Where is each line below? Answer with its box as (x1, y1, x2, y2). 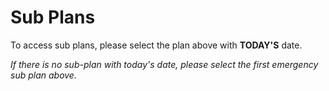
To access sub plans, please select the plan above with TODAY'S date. (10, 39, 303, 51)
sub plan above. (10, 69, 77, 81)
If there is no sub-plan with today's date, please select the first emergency (10, 58, 319, 70)
